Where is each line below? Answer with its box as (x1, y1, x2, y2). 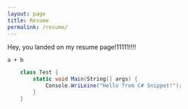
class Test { (20, 69, 59, 76)
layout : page (7, 10, 46, 18)
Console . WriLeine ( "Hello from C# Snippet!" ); (45, 82, 182, 89)
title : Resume (7, 17, 50, 24)
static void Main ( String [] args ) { (33, 76, 138, 83)
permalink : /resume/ (7, 23, 69, 30)
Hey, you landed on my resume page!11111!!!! (7, 43, 137, 52)
